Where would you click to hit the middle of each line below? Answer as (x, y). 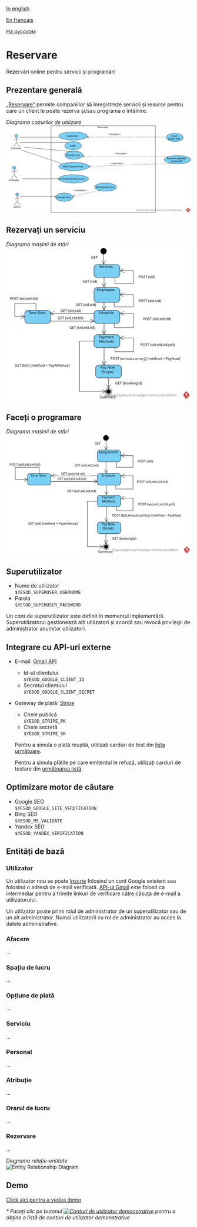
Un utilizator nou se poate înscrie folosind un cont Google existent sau (91, 881)
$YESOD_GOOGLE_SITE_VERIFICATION (56, 808)
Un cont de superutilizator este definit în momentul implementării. (85, 616)
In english (18, 9)
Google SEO (29, 801)
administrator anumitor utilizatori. (46, 629)
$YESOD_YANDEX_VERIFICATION (49, 833)
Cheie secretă (40, 727)
